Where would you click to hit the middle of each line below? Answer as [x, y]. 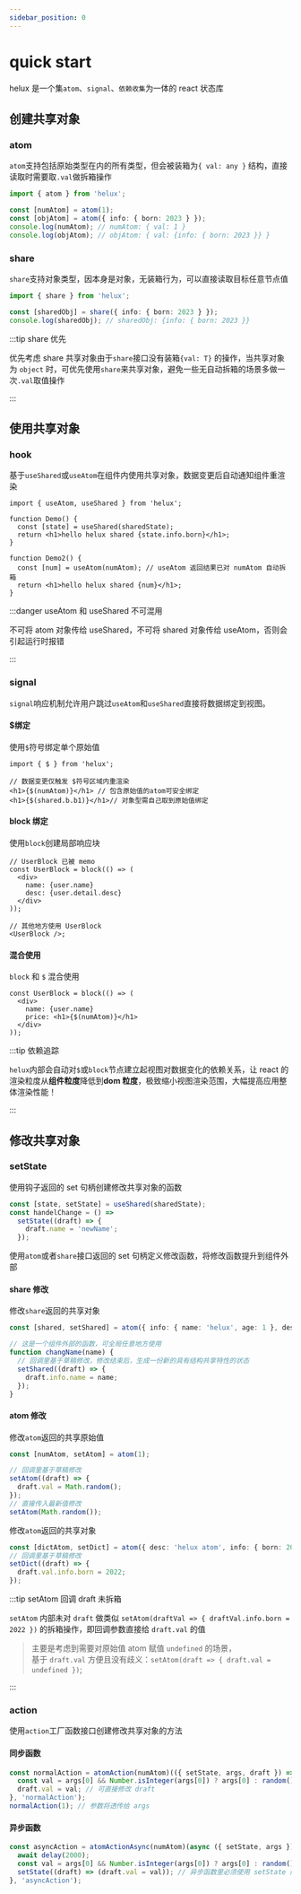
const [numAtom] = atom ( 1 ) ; [62, 210]
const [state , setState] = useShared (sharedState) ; [107, 1204]
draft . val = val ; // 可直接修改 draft [86, 1789]
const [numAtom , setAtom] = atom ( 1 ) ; [80, 1454]
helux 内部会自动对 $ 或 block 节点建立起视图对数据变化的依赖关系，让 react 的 [149, 1069]
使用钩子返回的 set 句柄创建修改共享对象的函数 [96, 1187]
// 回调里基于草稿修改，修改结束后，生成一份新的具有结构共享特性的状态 [133, 1361]
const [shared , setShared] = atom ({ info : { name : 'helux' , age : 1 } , [144, 1328]
